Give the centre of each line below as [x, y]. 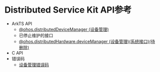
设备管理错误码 [34, 65]
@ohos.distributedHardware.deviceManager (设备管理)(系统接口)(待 [87, 41]
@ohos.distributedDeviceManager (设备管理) [64, 29]
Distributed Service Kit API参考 [68, 10]
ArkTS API [22, 23]
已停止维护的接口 [36, 35]
